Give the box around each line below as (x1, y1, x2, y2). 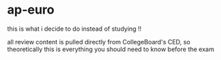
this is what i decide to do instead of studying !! (7, 25, 142, 33)
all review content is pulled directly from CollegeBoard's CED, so (7, 37, 191, 46)
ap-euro (7, 2, 55, 18)
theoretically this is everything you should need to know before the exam (7, 45, 215, 53)
